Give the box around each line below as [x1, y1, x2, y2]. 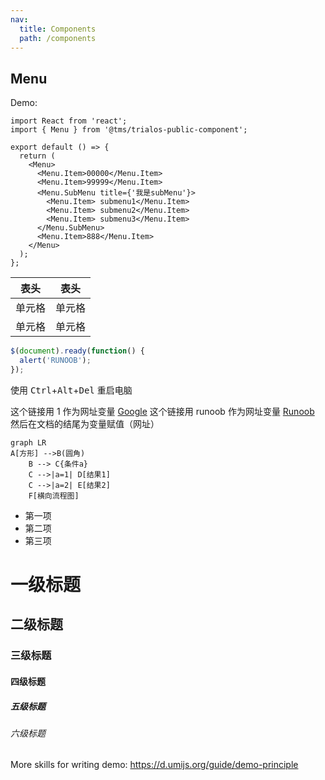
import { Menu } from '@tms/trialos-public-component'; [10, 125, 248, 135]
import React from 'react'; [10, 116, 128, 126]
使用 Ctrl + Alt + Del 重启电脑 [10, 384, 133, 396]
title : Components [19, 24, 97, 34]
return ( [19, 151, 56, 161]
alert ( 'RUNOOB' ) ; [19, 356, 92, 366]
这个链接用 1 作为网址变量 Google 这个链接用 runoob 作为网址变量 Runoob [10, 405, 315, 417]
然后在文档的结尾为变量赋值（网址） [10, 417, 160, 430]
